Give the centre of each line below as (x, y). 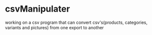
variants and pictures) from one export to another (55, 27)
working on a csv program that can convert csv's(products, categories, (76, 22)
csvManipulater (38, 9)
